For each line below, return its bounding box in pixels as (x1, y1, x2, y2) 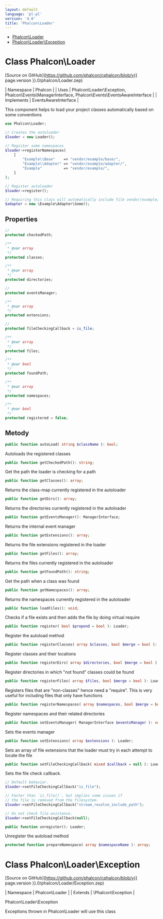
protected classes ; (5, 255, 45, 260)
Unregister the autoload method (5, 833, 69, 839)
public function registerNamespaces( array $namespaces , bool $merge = (5, 702, 153, 707)
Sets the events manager (5, 729, 55, 735)
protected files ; (5, 348, 40, 353)
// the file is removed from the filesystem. (5, 798, 98, 803)
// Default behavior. (5, 780, 49, 785)
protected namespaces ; (5, 393, 51, 398)
